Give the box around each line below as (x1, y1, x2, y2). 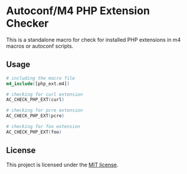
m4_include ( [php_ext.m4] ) (6, 81, 70, 87)
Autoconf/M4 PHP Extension (6, 4, 150, 18)
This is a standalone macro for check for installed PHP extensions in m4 (6, 36, 181, 43)
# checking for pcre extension (6, 107, 83, 113)
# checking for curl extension (6, 91, 83, 97)
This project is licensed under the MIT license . (6, 161, 119, 168)
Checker (6, 17, 49, 30)
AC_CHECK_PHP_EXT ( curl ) (6, 97, 65, 103)
